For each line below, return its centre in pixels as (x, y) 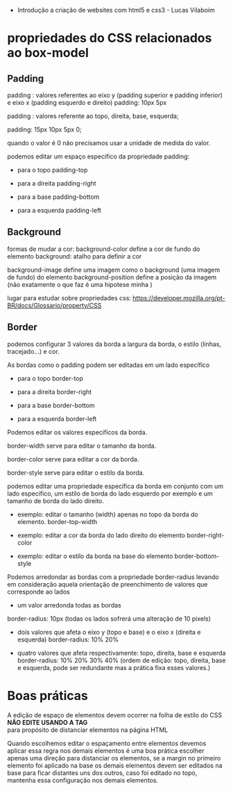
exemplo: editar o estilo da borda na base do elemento (95, 556)
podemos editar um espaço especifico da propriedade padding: (98, 156)
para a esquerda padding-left (59, 210)
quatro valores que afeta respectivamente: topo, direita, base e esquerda (121, 653)
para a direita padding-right (57, 183)
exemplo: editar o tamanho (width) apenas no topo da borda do (108, 514)
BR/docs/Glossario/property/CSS (54, 305)
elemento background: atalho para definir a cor (75, 256)
